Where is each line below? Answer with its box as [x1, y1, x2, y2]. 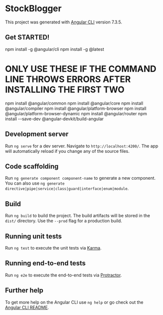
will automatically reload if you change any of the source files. [5, 148, 130, 154]
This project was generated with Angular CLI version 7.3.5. [5, 19, 122, 25]
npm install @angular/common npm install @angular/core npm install [5, 100, 143, 106]
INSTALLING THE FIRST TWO [5, 84, 124, 95]
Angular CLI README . [5, 304, 49, 310]
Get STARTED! [5, 33, 50, 42]
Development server [5, 130, 69, 138]
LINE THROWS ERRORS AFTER [5, 74, 131, 84]
